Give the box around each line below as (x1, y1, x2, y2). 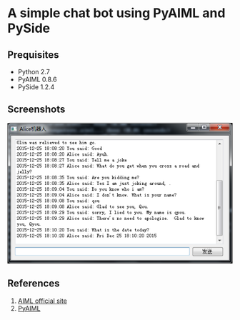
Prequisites (7, 49, 59, 61)
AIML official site (17, 296, 68, 305)
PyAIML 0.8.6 (17, 75, 57, 84)
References (7, 277, 60, 290)
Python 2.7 (17, 68, 50, 76)
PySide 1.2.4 (17, 83, 55, 91)
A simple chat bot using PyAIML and (7, 5, 226, 21)
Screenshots (7, 104, 66, 116)
